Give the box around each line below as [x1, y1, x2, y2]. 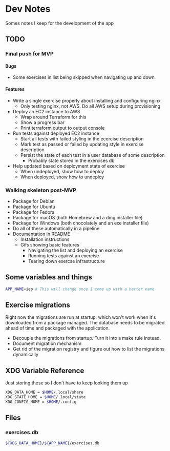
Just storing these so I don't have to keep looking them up [5, 380, 128, 386]
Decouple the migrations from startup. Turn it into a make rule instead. [12, 335, 161, 341]
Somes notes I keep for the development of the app [5, 20, 114, 26]
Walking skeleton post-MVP [5, 187, 77, 194]
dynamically [12, 352, 38, 358]
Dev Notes [5, 3, 51, 15]
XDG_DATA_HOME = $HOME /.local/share [5, 390, 83, 395]
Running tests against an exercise [28, 252, 99, 259]
